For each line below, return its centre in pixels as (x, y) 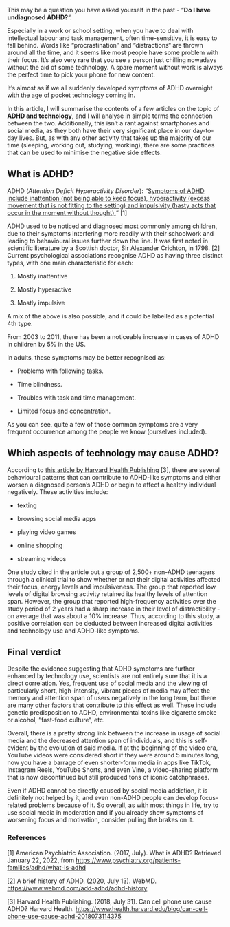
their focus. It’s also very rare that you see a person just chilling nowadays (112, 60)
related (17, 805)
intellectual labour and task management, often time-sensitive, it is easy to (112, 38)
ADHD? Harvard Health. (41, 908)
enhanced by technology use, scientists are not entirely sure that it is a (107, 676)
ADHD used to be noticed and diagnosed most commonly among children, (112, 226)
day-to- (203, 131)
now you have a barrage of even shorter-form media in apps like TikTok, (109, 763)
